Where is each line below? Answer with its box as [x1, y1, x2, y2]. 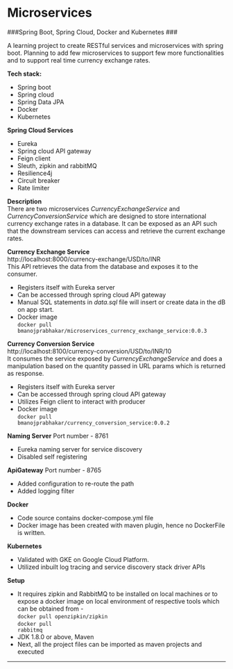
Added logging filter [17, 486, 75, 495]
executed [17, 647, 44, 656]
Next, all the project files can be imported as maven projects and [17, 640, 202, 648]
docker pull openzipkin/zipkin [17, 613, 108, 620]
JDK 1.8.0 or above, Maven [17, 632, 94, 641]
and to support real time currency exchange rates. [7, 56, 150, 64]
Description [7, 197, 42, 206]
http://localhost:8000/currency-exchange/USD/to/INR [7, 255, 161, 263]
